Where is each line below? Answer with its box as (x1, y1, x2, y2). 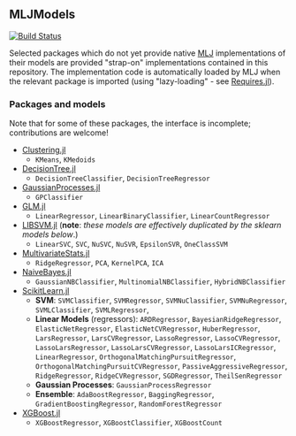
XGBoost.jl (21, 408, 61, 418)
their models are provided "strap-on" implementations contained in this (9, 57, 269, 67)
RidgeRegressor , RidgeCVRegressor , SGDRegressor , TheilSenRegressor (34, 371, 283, 381)
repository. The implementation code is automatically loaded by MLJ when (9, 66, 281, 77)
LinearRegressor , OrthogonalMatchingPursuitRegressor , (34, 351, 237, 362)
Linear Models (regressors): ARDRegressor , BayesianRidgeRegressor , (34, 314, 282, 325)
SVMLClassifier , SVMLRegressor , (34, 304, 149, 315)
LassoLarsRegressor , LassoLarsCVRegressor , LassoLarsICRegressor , (34, 342, 277, 353)
